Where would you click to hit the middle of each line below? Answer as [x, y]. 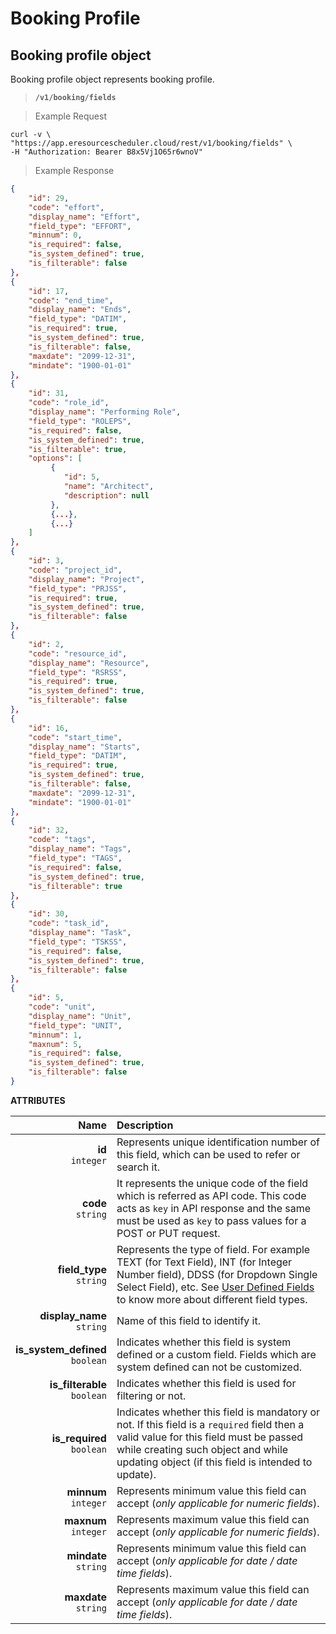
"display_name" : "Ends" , [80, 310]
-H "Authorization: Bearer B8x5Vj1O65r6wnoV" [106, 152]
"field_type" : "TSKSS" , [78, 942]
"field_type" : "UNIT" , [75, 1025]
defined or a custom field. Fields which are [216, 1354]
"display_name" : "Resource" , [89, 663]
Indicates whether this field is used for [206, 1383]
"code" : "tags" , [62, 840]
